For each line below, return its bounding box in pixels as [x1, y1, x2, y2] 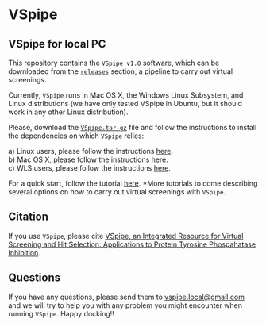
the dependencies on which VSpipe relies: [8, 131, 145, 140]
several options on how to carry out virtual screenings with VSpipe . [8, 187, 226, 196]
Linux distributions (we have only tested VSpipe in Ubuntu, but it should [8, 99, 242, 108]
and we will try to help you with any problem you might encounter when [8, 300, 243, 310]
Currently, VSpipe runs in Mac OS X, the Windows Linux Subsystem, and [8, 90, 244, 100]
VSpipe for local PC [8, 37, 106, 51]
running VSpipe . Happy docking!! [8, 309, 115, 318]
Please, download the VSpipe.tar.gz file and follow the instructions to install [8, 123, 257, 132]
